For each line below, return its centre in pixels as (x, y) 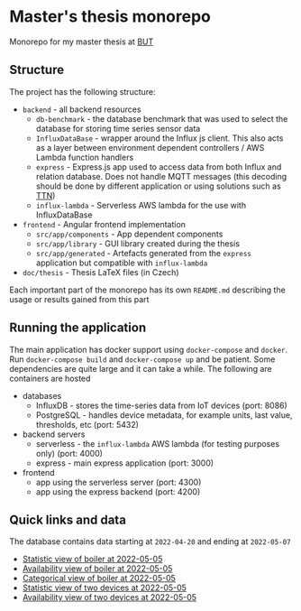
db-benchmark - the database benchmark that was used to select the (162, 118)
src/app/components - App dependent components (129, 234)
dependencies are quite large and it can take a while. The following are (141, 368)
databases (42, 395)
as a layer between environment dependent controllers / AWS (150, 147)
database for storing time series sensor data (118, 128)
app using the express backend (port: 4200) (118, 491)
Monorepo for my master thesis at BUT (82, 42)
